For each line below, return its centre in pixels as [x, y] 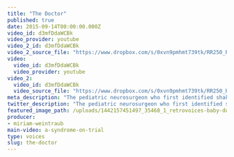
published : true [31, 20]
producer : [22, 117]
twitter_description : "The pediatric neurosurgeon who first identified [115, 104]
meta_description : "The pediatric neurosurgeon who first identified [110, 98]
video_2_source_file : [39, 53]
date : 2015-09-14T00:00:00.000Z [54, 26]
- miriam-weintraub [36, 123]
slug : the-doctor [32, 143]
